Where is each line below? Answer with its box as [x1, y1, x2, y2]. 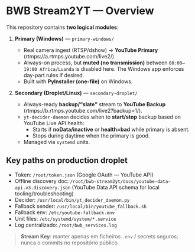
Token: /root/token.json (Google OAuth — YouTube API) [14, 171, 154, 178]
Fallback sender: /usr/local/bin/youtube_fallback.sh [14, 202, 147, 210]
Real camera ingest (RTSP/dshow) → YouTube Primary [23, 46, 158, 54]
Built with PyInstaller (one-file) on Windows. [23, 78, 133, 85]
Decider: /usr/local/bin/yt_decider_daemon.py [14, 196, 130, 203]
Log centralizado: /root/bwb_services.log [14, 221, 117, 228]
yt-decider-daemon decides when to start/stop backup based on [23, 113, 181, 120]
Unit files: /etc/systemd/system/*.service [14, 215, 116, 222]
